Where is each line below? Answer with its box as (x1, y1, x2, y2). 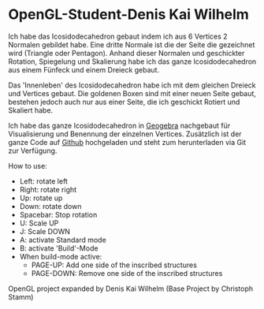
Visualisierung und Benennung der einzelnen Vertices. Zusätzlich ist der (8, 128, 242, 139)
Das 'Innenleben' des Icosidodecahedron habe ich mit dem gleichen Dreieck (8, 80, 256, 90)
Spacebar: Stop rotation (19, 210, 98, 219)
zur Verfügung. (8, 146, 58, 155)
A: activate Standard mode (19, 235, 106, 244)
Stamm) (8, 292, 34, 301)
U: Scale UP (19, 218, 59, 228)
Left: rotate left (19, 176, 69, 186)
